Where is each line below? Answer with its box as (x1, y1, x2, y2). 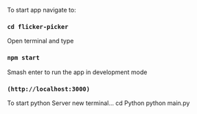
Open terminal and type (7, 37, 74, 45)
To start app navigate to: (7, 6, 77, 14)
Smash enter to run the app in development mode (7, 68, 148, 76)
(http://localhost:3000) (7, 85, 91, 93)
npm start (7, 54, 40, 62)
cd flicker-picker (7, 23, 69, 30)
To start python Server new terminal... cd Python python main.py (7, 99, 190, 107)
